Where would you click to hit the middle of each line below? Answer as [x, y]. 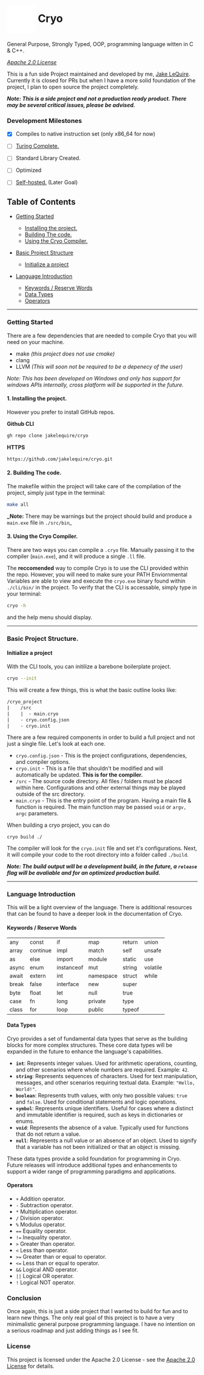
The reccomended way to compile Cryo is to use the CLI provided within [98, 568]
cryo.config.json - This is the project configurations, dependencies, [101, 755]
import [65, 959]
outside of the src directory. [50, 794]
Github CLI [21, 423]
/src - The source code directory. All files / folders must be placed [99, 781]
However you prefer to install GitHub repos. [61, 412]
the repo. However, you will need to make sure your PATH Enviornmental [97, 574]
